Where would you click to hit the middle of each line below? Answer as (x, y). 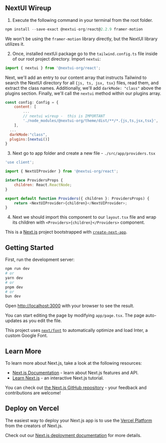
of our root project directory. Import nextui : (56, 59)
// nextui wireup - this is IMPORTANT (64, 116)
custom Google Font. (27, 336)
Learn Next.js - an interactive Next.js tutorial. (58, 378)
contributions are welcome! (33, 393)
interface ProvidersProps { (34, 181)
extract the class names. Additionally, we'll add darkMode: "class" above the (83, 88)
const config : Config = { (32, 102)
